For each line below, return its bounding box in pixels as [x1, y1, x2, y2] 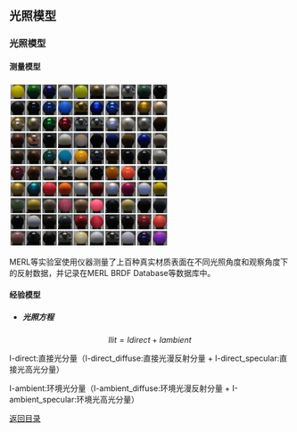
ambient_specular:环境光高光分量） [9, 395, 140, 405]
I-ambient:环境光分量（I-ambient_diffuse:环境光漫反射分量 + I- [9, 383, 238, 394]
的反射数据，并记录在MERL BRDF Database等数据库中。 [9, 267, 216, 278]
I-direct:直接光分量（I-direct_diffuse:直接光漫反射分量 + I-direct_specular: [9, 353, 280, 363]
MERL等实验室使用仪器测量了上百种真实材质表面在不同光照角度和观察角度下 [9, 257, 288, 267]
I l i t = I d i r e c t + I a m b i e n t [108, 335, 192, 346]
